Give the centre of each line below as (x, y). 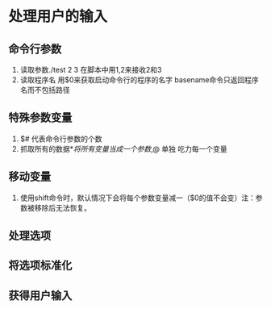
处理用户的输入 (58, 17)
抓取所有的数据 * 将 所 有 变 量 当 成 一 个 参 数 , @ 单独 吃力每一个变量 (123, 148)
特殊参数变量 (40, 118)
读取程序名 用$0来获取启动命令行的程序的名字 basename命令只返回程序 (140, 80)
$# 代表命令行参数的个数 (61, 139)
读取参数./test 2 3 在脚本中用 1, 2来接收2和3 (91, 70)
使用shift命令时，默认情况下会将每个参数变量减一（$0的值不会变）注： (138, 198)
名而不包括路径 (45, 90)
